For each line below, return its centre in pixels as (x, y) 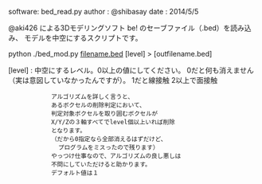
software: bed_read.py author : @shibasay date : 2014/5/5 (104, 12)
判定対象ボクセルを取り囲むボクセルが (104, 114)
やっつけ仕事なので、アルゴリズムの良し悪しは (116, 156)
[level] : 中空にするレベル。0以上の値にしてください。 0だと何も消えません (131, 70)
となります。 (68, 131)
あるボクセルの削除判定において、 (98, 105)
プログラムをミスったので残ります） (109, 147)
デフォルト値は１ (75, 173)
